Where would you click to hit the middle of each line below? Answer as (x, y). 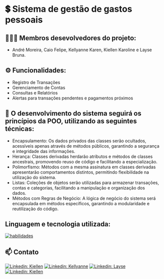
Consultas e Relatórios (35, 93)
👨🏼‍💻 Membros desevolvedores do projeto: (71, 38)
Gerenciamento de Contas (39, 88)
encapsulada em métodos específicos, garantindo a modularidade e (81, 203)
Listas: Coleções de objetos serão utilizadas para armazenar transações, (85, 183)
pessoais (24, 20)
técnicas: (20, 129)
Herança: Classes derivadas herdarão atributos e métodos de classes (82, 156)
